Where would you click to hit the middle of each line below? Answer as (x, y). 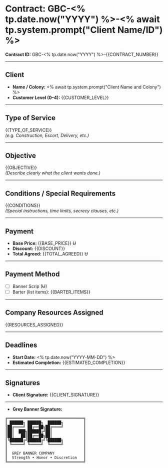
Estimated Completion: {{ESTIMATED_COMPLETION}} (69, 362)
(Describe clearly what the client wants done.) (53, 173)
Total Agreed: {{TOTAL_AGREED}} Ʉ (50, 254)
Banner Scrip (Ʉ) (30, 286)
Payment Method (32, 274)
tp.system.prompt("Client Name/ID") (84, 30)
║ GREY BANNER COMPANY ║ (45, 453)
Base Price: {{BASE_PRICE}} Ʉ (44, 243)
